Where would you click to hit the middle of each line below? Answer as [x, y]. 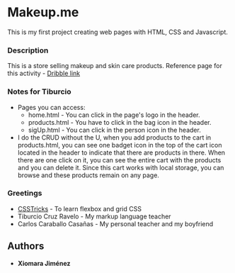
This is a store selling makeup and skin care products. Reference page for [115, 66]
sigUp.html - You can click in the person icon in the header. [115, 130]
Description [28, 50]
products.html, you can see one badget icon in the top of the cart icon [120, 145]
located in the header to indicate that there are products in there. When [121, 152]
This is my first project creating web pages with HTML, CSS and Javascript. [117, 32]
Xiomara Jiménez [44, 263]
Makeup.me [43, 12]
